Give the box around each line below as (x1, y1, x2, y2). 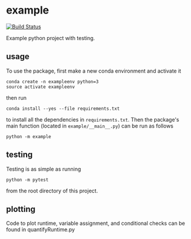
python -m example (6, 133, 51, 139)
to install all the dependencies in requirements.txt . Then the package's (6, 116, 180, 123)
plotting (6, 204, 35, 214)
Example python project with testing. (6, 34, 95, 41)
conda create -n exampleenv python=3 (6, 78, 99, 84)
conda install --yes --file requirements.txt (6, 106, 120, 112)
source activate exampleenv (6, 84, 75, 90)
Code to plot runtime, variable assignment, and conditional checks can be (6, 220, 186, 227)
